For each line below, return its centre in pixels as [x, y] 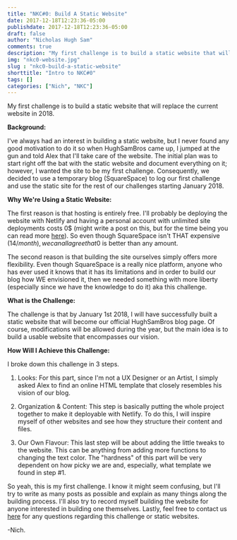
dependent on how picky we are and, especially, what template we [114, 465]
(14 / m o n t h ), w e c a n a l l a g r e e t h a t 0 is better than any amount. [93, 244]
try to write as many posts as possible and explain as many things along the [117, 494]
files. [25, 429]
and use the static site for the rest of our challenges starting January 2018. [116, 186]
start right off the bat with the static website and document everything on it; [117, 164]
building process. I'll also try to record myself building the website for [108, 501]
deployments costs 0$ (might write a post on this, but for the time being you [118, 228]
